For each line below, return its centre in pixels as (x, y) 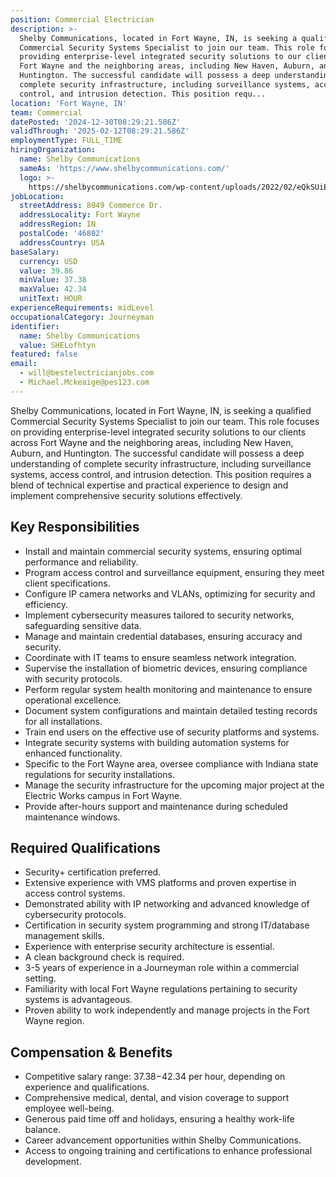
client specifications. (67, 583)
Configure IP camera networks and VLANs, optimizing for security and (170, 593)
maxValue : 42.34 (53, 289)
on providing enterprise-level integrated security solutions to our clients (158, 432)
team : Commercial (46, 112)
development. (53, 1162)
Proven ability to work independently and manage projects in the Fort (167, 1010)
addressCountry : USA (62, 242)
